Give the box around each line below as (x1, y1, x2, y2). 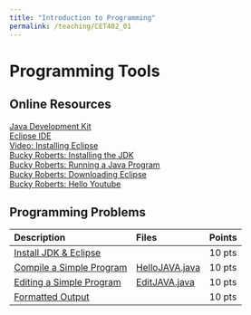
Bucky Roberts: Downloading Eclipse (9, 168, 147, 179)
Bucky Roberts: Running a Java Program (9, 159, 160, 170)
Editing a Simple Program (14, 276, 122, 289)
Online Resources (9, 97, 111, 112)
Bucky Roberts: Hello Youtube (9, 178, 121, 189)
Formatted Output (14, 291, 90, 303)
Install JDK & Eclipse (14, 246, 101, 259)
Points (208, 232, 237, 244)
